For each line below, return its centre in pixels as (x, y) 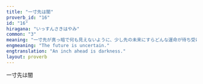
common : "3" (21, 34)
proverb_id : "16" (28, 18)
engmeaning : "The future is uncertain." (58, 46)
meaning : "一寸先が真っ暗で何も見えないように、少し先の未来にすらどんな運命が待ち (99, 40)
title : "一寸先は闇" (30, 12)
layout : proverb (27, 57)
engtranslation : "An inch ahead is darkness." (66, 51)
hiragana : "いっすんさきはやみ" (43, 29)
